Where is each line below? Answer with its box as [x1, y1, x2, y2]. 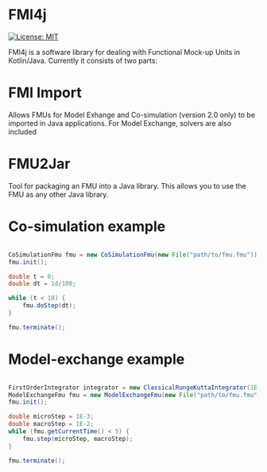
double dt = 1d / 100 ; [8, 280, 77, 288]
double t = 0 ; [8, 272, 56, 280]
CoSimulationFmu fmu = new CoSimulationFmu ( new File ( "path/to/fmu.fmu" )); [8, 251, 261, 259]
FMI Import [8, 84, 82, 102]
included [8, 127, 37, 136]
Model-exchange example [8, 350, 185, 368]
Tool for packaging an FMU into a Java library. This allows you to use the [8, 181, 246, 190]
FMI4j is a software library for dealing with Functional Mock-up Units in [8, 47, 241, 57]
